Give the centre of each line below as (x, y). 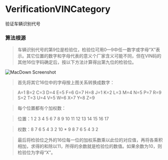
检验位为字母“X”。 (36, 152)
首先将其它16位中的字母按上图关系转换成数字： (66, 82)
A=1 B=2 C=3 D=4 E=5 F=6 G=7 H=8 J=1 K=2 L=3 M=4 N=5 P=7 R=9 (90, 92)
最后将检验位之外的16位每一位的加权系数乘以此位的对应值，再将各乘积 (90, 140)
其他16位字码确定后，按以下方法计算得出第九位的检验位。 (77, 62)
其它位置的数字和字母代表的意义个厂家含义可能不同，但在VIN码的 (94, 56)
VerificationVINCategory (58, 9)
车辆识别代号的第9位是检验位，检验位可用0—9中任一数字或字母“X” (87, 50)
